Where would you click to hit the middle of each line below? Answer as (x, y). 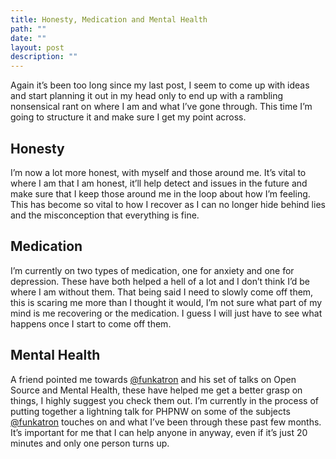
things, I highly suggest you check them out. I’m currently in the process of (164, 400)
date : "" (28, 38)
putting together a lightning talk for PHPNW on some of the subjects (150, 411)
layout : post (37, 47)
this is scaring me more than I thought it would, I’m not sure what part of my (166, 302)
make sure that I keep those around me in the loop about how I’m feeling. (160, 193)
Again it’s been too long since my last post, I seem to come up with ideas (160, 85)
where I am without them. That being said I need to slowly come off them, (162, 292)
